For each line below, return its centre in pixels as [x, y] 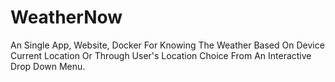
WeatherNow [66, 17]
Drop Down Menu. [48, 66]
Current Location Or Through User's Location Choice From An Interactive [161, 55]
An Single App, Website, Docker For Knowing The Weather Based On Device [167, 45]
